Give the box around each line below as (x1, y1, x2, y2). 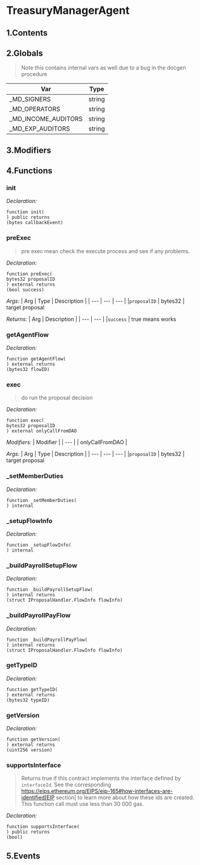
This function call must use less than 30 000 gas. (21, 800, 144, 808)
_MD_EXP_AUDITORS (9, 124, 71, 133)
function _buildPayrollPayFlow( (6, 637, 88, 643)
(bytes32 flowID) (6, 367, 50, 373)
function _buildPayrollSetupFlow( (6, 587, 94, 593)
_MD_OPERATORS (9, 105, 60, 114)
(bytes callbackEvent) (6, 220, 63, 226)
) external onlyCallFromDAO (6, 428, 77, 434)
